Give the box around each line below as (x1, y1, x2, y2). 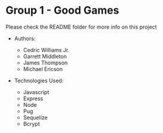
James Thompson (23, 59, 68, 66)
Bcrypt (23, 120, 40, 127)
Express (23, 95, 44, 102)
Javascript (23, 88, 50, 95)
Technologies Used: (14, 77, 64, 84)
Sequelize (23, 114, 48, 121)
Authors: (14, 35, 36, 42)
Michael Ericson (23, 65, 63, 72)
